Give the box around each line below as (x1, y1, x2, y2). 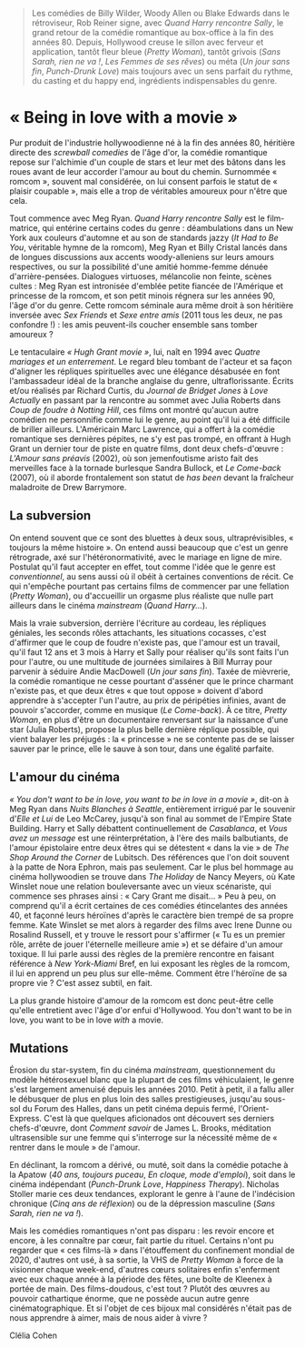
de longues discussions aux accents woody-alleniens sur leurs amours (9, 251, 275, 262)
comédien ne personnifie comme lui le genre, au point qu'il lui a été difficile (9, 414, 290, 425)
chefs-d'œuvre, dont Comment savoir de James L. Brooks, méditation (9, 1122, 271, 1133)
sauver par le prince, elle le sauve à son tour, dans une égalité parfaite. (9, 743, 275, 754)
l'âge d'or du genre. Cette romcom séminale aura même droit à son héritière (9, 299, 294, 310)
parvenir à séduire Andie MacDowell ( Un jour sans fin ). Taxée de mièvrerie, (9, 666, 290, 677)
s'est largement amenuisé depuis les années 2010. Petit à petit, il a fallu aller (9, 1084, 295, 1095)
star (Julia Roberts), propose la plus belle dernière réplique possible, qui (9, 723, 280, 735)
